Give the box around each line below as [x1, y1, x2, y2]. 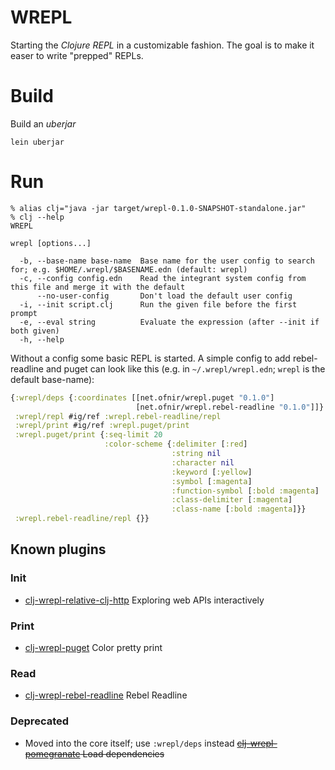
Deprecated [10, 714, 70, 728]
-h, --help [19, 334, 65, 345]
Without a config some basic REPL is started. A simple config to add [10, 352, 291, 364]
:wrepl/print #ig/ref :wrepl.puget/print [14, 421, 190, 431]
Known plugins [10, 541, 107, 558]
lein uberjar [10, 137, 65, 147]
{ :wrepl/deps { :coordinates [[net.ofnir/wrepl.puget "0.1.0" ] [10, 392, 275, 403]
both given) [10, 326, 60, 336]
